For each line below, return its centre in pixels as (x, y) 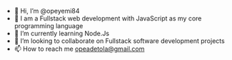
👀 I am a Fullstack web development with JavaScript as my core (108, 18)
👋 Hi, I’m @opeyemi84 (47, 11)
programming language (49, 26)
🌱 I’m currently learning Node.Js (61, 33)
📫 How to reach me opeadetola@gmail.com (79, 49)
